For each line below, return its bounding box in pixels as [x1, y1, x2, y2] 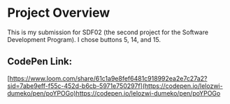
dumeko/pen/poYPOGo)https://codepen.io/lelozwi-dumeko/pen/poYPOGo [7, 89, 221, 97]
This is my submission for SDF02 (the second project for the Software [7, 28, 208, 36]
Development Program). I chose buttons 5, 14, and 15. [7, 35, 161, 43]
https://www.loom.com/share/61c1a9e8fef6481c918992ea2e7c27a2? [9, 74, 208, 82]
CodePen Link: [7, 56, 72, 68]
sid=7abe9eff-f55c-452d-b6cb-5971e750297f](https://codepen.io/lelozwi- [7, 82, 223, 90]
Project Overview [7, 5, 110, 21]
